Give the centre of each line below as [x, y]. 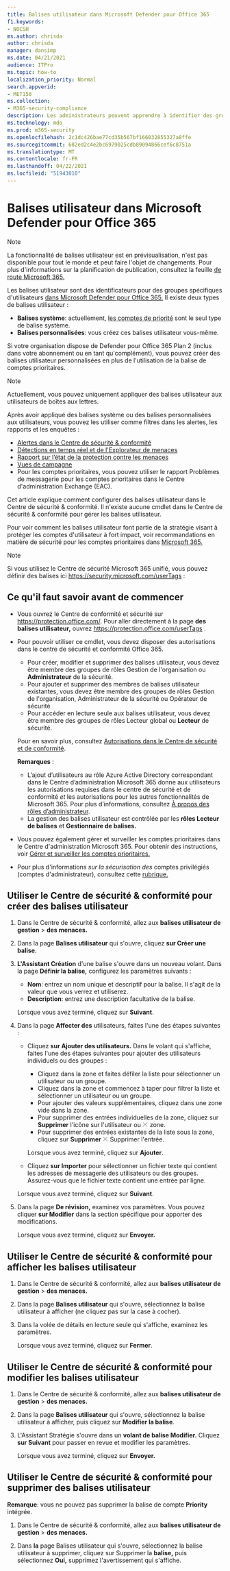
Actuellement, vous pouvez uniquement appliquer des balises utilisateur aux [115, 394]
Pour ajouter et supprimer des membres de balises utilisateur [113, 684]
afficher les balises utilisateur [72, 1267]
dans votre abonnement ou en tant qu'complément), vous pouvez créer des [114, 353]
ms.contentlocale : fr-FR [42, 159]
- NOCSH [18, 29]
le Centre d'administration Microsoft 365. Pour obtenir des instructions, [117, 846]
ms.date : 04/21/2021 [37, 58]
